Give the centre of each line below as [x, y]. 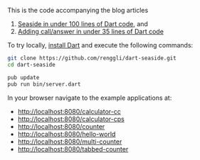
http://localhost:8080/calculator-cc [69, 111]
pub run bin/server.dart [44, 84]
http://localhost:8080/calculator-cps [71, 119]
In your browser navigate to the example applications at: [90, 98]
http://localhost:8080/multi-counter [70, 142]
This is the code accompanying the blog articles [78, 10]
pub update [23, 77]
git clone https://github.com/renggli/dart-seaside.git [92, 58]
